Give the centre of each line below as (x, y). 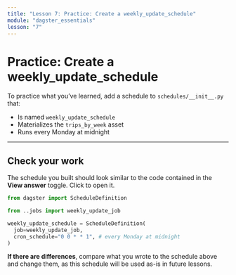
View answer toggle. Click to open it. (61, 185)
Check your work (46, 161)
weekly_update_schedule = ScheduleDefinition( (77, 223)
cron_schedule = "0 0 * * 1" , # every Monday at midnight (97, 236)
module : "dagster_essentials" (52, 20)
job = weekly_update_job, (48, 230)
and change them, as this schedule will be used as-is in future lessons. (110, 264)
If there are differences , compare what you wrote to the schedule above (112, 257)
